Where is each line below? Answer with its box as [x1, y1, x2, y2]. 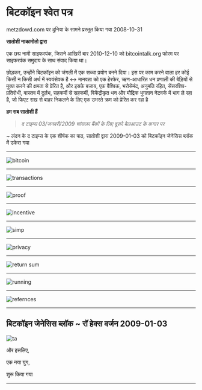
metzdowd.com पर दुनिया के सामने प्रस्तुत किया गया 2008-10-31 [6, 25, 142, 33]
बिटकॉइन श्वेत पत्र [6, 5, 73, 19]
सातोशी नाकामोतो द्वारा [6, 37, 47, 45]
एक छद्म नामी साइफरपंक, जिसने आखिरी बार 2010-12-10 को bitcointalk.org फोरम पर [6, 50, 179, 57]
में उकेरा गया [6, 139, 30, 146]
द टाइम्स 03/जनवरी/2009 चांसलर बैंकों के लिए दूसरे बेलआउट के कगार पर [20, 120, 165, 127]
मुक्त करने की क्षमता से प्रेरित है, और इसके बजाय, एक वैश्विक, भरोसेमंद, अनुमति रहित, [6, 82, 167, 89]
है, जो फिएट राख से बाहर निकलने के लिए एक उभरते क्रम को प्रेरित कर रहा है [6, 96, 148, 103]
